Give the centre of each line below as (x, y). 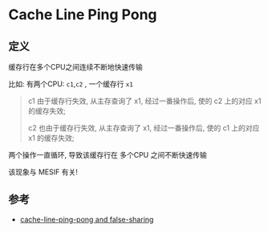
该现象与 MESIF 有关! (43, 172)
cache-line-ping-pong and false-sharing (87, 219)
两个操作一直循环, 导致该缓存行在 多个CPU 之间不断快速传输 (108, 155)
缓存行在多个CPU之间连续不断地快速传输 (75, 67)
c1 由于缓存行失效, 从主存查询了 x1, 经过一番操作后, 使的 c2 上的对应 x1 (144, 101)
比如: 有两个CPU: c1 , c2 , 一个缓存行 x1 (71, 84)
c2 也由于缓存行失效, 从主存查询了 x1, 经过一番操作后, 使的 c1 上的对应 (144, 128)
